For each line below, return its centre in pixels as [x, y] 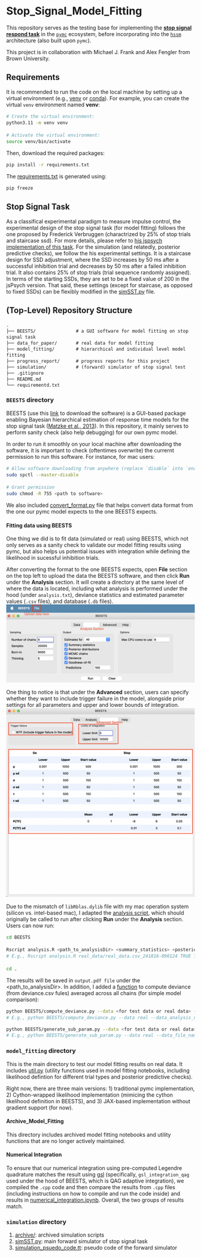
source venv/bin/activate [38, 142]
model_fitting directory [41, 1051]
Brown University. [28, 58]
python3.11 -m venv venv [37, 123]
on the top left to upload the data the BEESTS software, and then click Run [98, 576]
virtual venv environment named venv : [53, 104]
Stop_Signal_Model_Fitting [74, 11]
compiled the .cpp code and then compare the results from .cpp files [91, 1187]
